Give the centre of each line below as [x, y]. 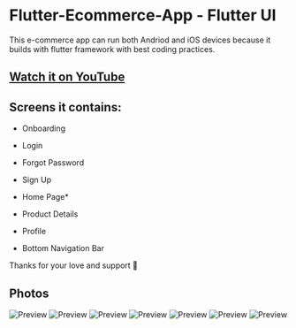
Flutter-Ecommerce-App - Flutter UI [143, 15]
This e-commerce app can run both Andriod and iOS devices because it [140, 40]
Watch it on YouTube [67, 77]
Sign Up [36, 180]
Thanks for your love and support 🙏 [74, 265]
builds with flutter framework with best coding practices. [112, 49]
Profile [34, 232]
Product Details [50, 214]
